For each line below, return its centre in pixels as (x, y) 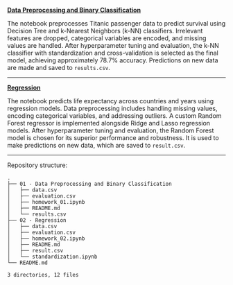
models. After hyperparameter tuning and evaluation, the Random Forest (111, 130)
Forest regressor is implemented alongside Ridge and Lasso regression (109, 123)
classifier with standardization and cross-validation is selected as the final (113, 53)
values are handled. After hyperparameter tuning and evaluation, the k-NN (113, 45)
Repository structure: (37, 165)
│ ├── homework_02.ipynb (46, 239)
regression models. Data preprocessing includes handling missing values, (112, 108)
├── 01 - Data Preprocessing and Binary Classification (89, 184)
